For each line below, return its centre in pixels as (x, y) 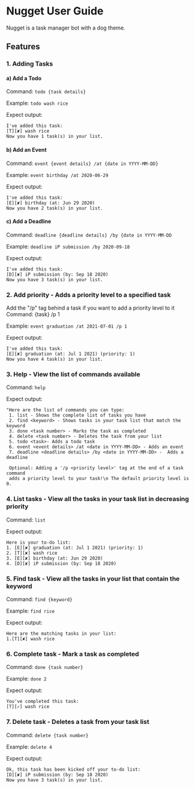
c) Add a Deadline (29, 222)
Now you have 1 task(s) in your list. (55, 137)
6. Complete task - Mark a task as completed (73, 653)
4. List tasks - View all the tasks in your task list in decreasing (97, 499)
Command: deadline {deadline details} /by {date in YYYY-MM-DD (89, 235)
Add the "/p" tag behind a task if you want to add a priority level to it (91, 308)
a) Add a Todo (24, 78)
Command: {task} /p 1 (33, 314)
